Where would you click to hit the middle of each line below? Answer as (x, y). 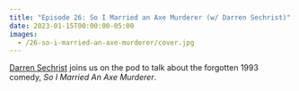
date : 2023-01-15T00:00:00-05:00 (72, 26)
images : (24, 34)
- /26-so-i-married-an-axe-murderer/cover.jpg (106, 42)
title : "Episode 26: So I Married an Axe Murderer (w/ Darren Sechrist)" (150, 17)
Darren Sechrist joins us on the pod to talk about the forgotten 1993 (134, 68)
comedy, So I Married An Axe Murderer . (83, 78)
